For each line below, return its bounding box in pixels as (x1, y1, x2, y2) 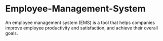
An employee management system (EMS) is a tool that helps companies (5, 19, 155, 25)
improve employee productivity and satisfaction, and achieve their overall (5, 24, 158, 30)
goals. (5, 30, 18, 36)
